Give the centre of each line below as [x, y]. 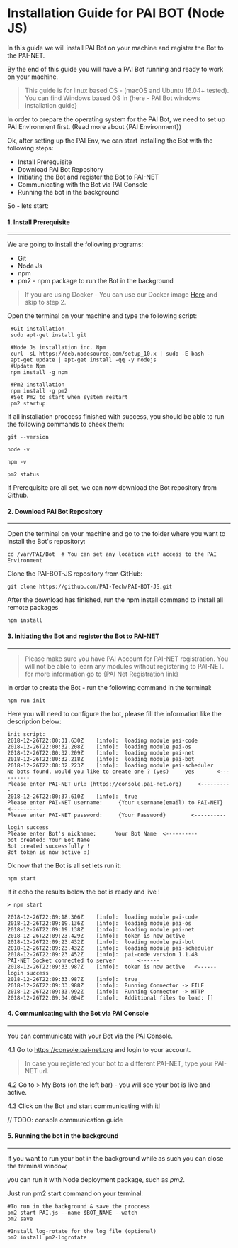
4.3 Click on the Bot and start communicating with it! [84, 1106]
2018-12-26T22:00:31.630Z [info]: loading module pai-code [103, 740]
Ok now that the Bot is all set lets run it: [64, 865]
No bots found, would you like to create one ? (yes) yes [101, 772]
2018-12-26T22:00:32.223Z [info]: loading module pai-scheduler [110, 765]
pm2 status [23, 475]
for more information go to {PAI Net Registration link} [102, 674]
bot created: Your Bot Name [49, 840]
